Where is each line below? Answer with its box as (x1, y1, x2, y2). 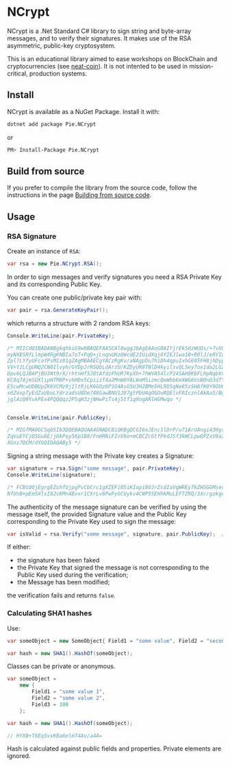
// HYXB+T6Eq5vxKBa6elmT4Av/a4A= (7, 732, 103, 739)
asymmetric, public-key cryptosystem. (7, 41, 116, 49)
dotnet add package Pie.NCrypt (7, 121, 97, 128)
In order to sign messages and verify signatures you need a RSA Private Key (7, 273, 222, 281)
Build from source (7, 165, 85, 177)
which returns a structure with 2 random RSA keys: (7, 319, 151, 327)
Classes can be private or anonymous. (7, 662, 116, 670)
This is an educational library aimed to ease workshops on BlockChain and (7, 54, 218, 62)
